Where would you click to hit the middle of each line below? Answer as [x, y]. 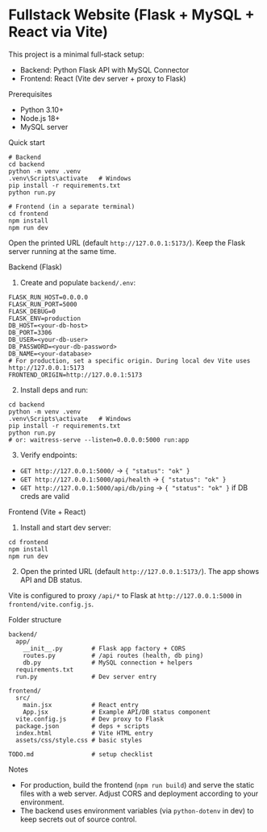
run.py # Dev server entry [86, 676]
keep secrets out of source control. [78, 819]
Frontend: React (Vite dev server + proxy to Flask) [103, 78]
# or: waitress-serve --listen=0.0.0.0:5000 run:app [99, 440]
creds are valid [45, 496]
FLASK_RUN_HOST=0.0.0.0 [48, 297]
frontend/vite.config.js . [51, 604]
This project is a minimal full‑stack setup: [77, 54]
